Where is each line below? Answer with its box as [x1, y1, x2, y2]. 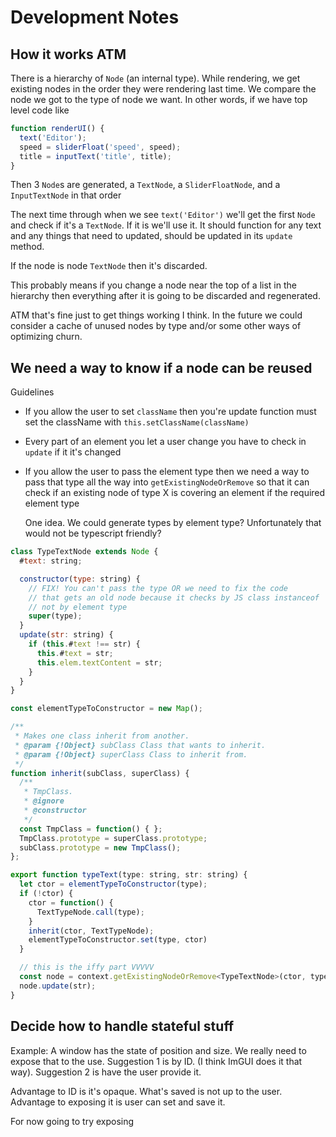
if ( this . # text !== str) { [28, 639, 141, 650]
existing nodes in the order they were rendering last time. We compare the [10, 83, 317, 95]
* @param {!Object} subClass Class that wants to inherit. [14, 740, 267, 750]
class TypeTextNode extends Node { [10, 547, 159, 557]
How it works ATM [10, 46, 127, 63]
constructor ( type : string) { [19, 574, 141, 584]
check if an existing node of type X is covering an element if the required [24, 487, 326, 499]
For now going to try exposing [10, 1115, 135, 1127]
